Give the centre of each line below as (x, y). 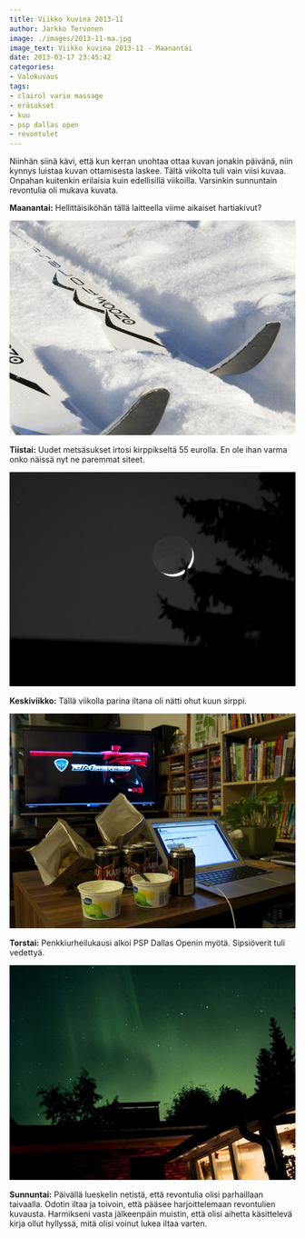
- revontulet (34, 135)
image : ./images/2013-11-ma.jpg (70, 38)
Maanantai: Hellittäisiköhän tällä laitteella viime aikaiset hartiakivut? (136, 208)
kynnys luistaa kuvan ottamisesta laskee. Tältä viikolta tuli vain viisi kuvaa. (148, 171)
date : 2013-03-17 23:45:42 (60, 58)
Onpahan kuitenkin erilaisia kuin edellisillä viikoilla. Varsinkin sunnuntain (143, 181)
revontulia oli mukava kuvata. (64, 190)
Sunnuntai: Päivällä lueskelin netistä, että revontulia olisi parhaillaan (137, 1194)
